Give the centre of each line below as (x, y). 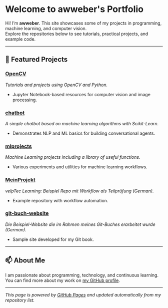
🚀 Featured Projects (36, 59)
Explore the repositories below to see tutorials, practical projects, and (77, 34)
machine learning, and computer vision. (46, 28)
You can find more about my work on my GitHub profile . (62, 280)
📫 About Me (25, 261)
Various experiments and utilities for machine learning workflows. (80, 167)
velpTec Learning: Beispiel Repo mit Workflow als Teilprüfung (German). (79, 191)
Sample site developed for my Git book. (53, 239)
